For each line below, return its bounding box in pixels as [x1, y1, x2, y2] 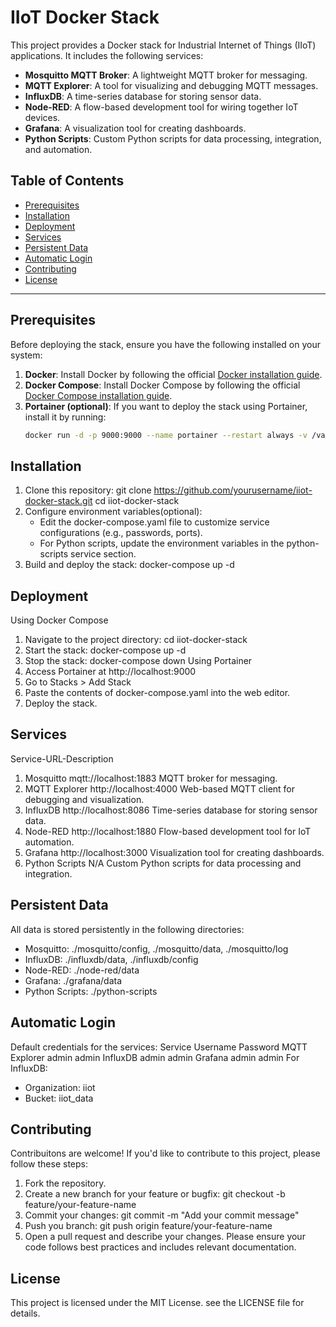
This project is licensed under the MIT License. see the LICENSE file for [10, 1297, 305, 1309]
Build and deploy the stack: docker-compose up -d [24, 559, 235, 571]
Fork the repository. [24, 1177, 107, 1190]
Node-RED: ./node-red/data [24, 964, 140, 976]
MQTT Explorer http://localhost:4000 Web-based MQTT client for [24, 782, 296, 795]
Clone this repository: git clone [24, 484, 152, 496]
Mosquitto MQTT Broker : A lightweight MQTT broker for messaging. [24, 69, 308, 81]
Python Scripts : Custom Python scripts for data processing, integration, [24, 132, 322, 145]
